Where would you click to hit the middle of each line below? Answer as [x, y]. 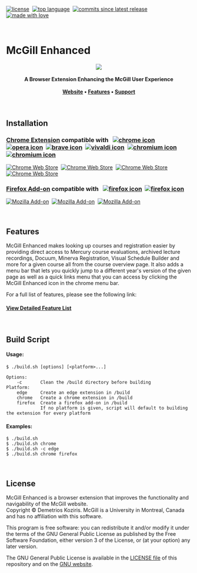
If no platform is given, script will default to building [114, 408]
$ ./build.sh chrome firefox [42, 454]
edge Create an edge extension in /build [74, 393]
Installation [27, 123]
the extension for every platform [49, 413]
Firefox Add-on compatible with [52, 189]
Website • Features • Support [99, 92]
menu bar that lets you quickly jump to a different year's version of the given [98, 271]
